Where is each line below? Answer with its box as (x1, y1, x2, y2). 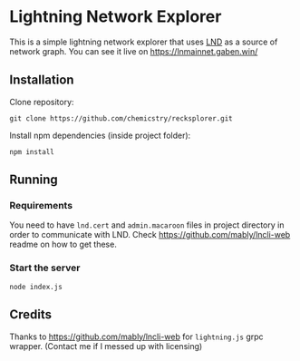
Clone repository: (9, 96, 74, 107)
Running (9, 172, 59, 188)
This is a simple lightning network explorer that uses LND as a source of (9, 36, 278, 47)
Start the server (9, 261, 81, 274)
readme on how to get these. (9, 239, 118, 250)
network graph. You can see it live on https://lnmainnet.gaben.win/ (9, 45, 258, 56)
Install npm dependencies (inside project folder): (9, 130, 191, 141)
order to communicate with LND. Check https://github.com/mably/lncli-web (9, 229, 291, 240)
